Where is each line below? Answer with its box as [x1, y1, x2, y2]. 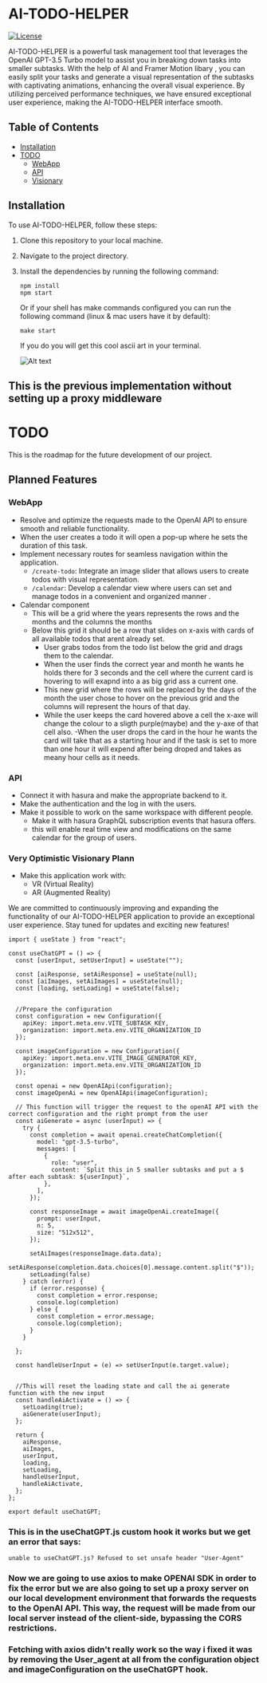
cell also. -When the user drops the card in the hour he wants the [43, 727, 257, 736]
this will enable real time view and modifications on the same [31, 824, 232, 834]
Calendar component [19, 600, 90, 609]
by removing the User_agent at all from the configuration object [8, 1654, 259, 1665]
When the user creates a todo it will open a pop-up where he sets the [19, 532, 249, 542]
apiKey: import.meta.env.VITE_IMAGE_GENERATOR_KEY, [22, 1054, 198, 1062]
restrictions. [8, 1622, 57, 1634]
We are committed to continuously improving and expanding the [8, 903, 219, 913]
